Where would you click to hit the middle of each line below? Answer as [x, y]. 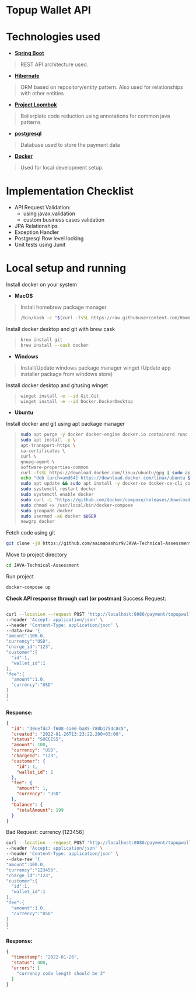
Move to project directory [36, 555]
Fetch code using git [31, 533]
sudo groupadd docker [46, 511]
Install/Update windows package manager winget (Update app [95, 368]
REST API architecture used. [54, 64]
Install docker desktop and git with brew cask [61, 329]
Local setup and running [66, 268]
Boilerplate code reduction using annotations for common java [95, 116]
